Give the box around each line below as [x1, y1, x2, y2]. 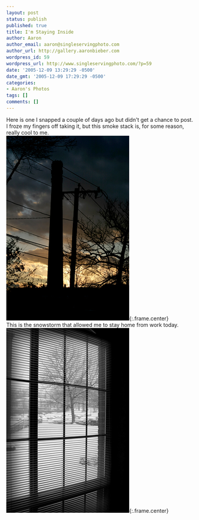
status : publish [6, 16, 47, 22]
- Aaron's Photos [6, 86, 50, 92]
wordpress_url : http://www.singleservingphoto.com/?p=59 [6, 60, 152, 66]
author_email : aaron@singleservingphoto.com [6, 42, 120, 48]
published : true [6, 22, 47, 28]
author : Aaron [6, 35, 42, 42]
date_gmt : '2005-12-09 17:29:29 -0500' [6, 73, 106, 80]
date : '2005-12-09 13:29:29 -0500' [6, 67, 96, 73]
